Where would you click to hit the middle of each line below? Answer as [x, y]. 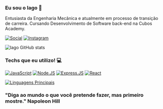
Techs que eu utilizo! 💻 [34, 60]
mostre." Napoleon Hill [33, 101]
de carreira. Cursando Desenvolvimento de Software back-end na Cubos [79, 23]
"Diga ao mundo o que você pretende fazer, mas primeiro [74, 95]
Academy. [15, 29]
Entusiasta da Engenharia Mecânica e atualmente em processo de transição [82, 18]
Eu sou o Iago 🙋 [24, 8]
